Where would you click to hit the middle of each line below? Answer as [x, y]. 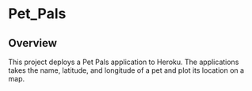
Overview [33, 43]
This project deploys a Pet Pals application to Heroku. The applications [124, 62]
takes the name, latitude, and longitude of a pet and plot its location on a [126, 70]
